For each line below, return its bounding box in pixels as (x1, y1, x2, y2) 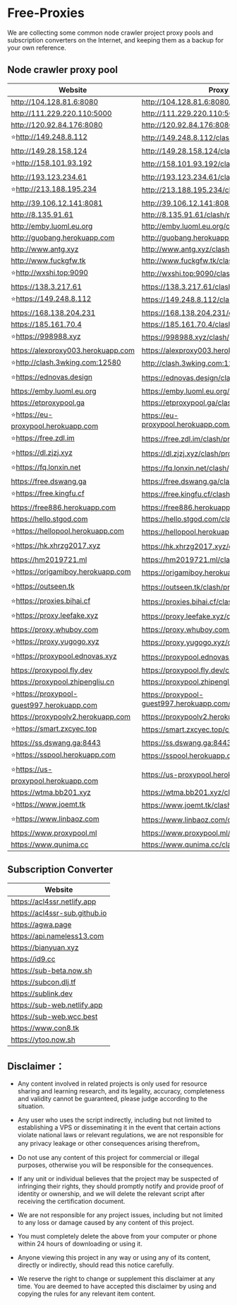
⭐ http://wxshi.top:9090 (11, 268, 88, 277)
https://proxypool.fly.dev (11, 665, 93, 675)
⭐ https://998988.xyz (11, 331, 81, 341)
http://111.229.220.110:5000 (11, 108, 112, 118)
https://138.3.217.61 (11, 282, 83, 292)
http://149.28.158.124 (11, 146, 87, 156)
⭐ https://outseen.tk (11, 581, 75, 591)
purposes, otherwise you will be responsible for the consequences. (17, 1161, 214, 1169)
